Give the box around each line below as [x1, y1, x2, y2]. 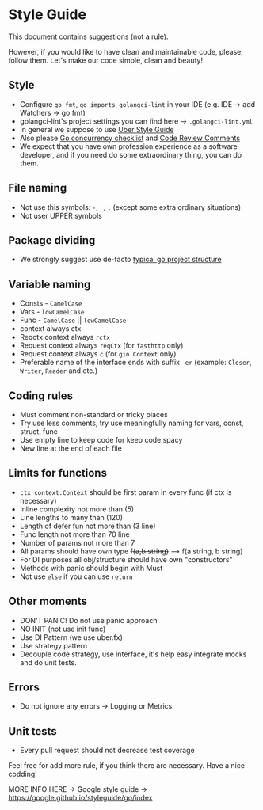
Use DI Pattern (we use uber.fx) [19, 632, 123, 642]
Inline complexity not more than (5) [19, 504, 135, 514]
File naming [8, 181, 67, 195]
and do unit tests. [19, 657, 77, 667]
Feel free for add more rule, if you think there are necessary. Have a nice [8, 761, 246, 770]
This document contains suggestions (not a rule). [8, 32, 169, 41]
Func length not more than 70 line [19, 529, 130, 539]
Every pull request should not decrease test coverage [19, 746, 196, 755]
